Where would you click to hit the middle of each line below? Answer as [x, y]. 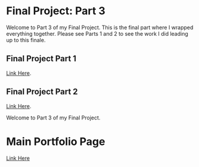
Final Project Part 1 [41, 59]
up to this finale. [26, 40]
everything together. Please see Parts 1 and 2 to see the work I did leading [97, 33]
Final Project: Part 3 [56, 11]
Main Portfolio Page [56, 141]
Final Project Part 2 [42, 92]
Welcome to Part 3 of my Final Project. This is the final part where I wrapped [100, 27]
